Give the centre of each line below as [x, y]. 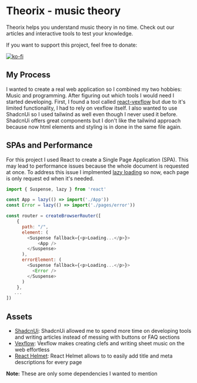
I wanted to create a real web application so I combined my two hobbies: [94, 89]
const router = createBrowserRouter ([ [54, 216]
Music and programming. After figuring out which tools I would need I [90, 95]
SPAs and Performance [49, 145]
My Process [29, 75]
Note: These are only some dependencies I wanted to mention [82, 374]
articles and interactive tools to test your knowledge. [70, 33]
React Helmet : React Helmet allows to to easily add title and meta [94, 356]
